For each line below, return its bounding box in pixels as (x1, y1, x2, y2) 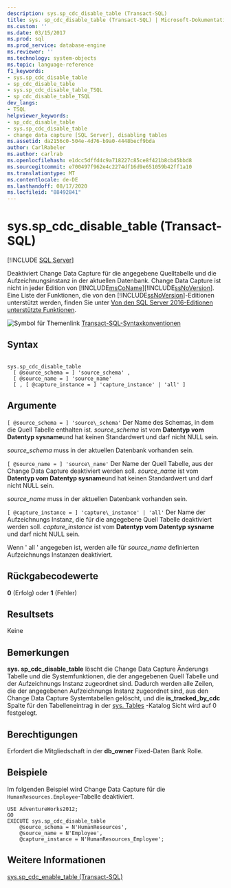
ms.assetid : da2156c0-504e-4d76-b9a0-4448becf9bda (7, 138, 155, 145)
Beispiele (7, 767, 48, 779)
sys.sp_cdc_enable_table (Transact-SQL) (7, 872, 123, 880)
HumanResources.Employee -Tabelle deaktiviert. (7, 792, 135, 801)
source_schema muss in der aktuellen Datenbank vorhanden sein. (7, 446, 194, 454)
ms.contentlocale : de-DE (7, 176, 78, 183)
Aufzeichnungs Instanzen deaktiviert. (7, 551, 113, 559)
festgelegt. (7, 709, 38, 717)
